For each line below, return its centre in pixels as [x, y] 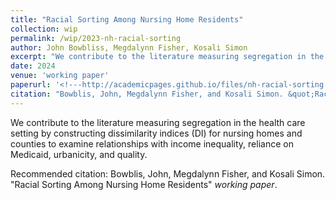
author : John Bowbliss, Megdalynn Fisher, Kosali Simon [129, 47]
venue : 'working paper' [60, 76]
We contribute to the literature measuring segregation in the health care [158, 122]
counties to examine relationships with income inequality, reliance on [152, 143]
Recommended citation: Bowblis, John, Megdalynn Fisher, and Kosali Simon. [168, 173]
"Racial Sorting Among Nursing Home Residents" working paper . [144, 184]
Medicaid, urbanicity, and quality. [79, 154]
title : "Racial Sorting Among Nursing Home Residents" [127, 19]
